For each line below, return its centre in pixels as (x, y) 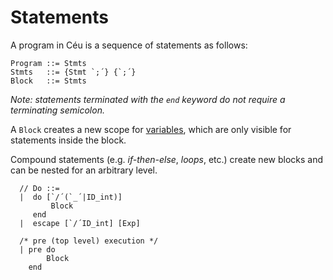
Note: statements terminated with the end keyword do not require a (148, 99)
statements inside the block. (68, 140)
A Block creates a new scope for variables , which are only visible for (151, 129)
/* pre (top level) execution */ (89, 241)
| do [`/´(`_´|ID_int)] (71, 197)
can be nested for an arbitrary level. (84, 170)
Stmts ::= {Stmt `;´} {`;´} (73, 72)
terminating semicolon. (57, 110)
